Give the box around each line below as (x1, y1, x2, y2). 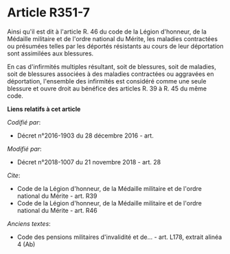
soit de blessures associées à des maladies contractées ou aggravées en (7, 70, 214, 78)
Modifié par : (7, 144, 43, 153)
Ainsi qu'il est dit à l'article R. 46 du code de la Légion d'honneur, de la (7, 27, 207, 36)
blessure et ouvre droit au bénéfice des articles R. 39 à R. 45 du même (7, 84, 207, 92)
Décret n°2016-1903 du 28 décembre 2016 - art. (16, 131, 154, 140)
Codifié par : (7, 118, 41, 126)
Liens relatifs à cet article (7, 105, 81, 113)
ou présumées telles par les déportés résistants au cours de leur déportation (7, 42, 224, 50)
